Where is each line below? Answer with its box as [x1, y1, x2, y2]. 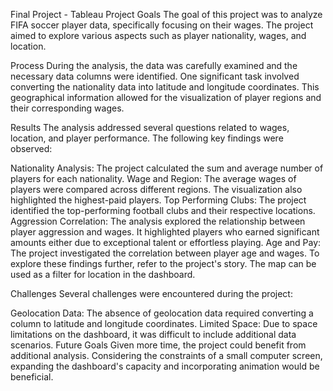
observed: [10, 143, 53, 154]
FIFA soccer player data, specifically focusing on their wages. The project [10, 19, 314, 31]
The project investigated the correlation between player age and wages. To [10, 247, 320, 259]
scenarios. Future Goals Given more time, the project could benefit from [10, 339, 307, 351]
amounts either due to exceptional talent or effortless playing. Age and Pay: [10, 237, 322, 248]
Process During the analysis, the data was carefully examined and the [10, 60, 298, 71]
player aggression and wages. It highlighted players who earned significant [10, 226, 320, 238]
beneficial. [10, 371, 54, 383]
